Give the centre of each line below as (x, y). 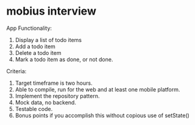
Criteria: (16, 71)
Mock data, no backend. (45, 102)
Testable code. (34, 109)
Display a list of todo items (48, 40)
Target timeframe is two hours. (54, 83)
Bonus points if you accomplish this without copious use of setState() (102, 115)
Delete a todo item (38, 52)
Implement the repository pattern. (57, 96)
